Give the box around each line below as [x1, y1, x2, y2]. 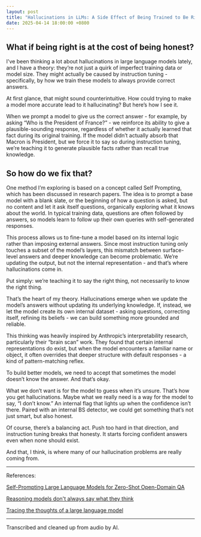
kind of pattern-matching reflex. [6, 358, 85, 365]
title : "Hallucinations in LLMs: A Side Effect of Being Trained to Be [6, 14, 188, 20]
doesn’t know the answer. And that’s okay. [6, 376, 111, 383]
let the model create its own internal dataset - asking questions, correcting [6, 308, 190, 315]
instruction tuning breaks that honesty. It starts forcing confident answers [6, 431, 187, 437]
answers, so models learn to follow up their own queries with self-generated [6, 216, 194, 223]
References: [6, 472, 36, 479]
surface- [162, 246, 184, 254]
